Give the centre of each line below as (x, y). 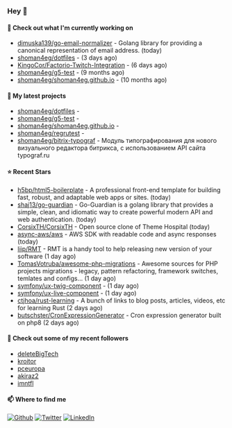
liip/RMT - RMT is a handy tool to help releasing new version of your (115, 248)
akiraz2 (28, 376)
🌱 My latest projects (36, 96)
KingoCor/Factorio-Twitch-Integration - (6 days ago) (92, 65)
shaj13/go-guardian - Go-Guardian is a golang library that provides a (115, 205)
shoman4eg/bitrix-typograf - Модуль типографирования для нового (117, 141)
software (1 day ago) (47, 256)
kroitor (27, 361)
